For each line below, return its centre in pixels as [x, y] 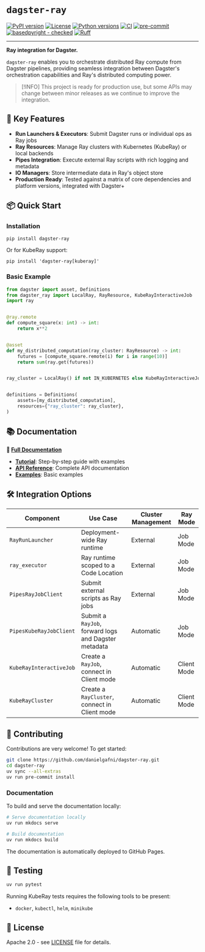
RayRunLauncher [31, 540]
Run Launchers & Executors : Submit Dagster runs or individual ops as [103, 133]
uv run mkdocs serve [33, 823]
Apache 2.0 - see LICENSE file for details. [59, 942]
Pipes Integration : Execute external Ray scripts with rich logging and [102, 160]
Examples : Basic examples [49, 474]
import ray [20, 301]
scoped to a [98, 565]
